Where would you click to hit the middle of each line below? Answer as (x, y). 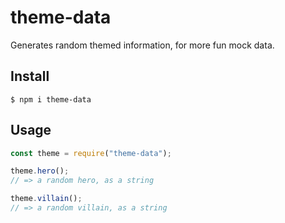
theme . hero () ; (40, 171)
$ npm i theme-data (51, 99)
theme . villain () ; (46, 199)
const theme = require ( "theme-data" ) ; (91, 153)
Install (30, 76)
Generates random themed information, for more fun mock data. (142, 45)
